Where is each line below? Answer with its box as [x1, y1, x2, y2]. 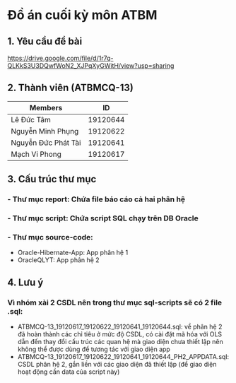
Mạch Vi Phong [11, 149, 62, 159]
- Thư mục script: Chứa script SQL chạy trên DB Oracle [7, 213, 199, 223]
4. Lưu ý [7, 276, 44, 288]
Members [29, 102, 63, 112]
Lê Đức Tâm [11, 114, 51, 124]
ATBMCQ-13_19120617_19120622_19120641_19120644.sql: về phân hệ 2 [17, 322, 223, 331]
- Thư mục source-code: [7, 232, 93, 242]
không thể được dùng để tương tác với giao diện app [17, 345, 171, 353]
